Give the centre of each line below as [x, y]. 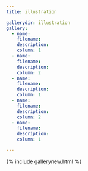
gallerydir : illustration [38, 22]
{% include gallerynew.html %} [44, 161]
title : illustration [32, 12]
